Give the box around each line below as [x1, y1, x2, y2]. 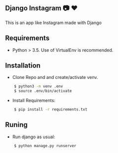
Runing [5, 120, 28, 129]
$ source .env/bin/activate [14, 88, 72, 94]
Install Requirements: [12, 98, 56, 104]
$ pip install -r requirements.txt [14, 107, 88, 112]
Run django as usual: [12, 134, 56, 140]
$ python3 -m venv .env [14, 84, 63, 89]
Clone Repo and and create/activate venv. [12, 75, 98, 80]
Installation [5, 61, 41, 70]
